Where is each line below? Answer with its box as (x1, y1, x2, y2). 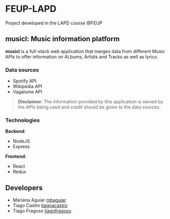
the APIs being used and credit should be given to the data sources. (17, 104, 161, 110)
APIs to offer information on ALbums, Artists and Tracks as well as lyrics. (5, 53, 158, 60)
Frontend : (5, 153, 27, 159)
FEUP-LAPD (5, 3, 57, 15)
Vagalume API (12, 89, 42, 95)
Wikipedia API (12, 84, 42, 90)
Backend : (5, 128, 26, 134)
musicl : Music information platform (5, 35, 120, 43)
